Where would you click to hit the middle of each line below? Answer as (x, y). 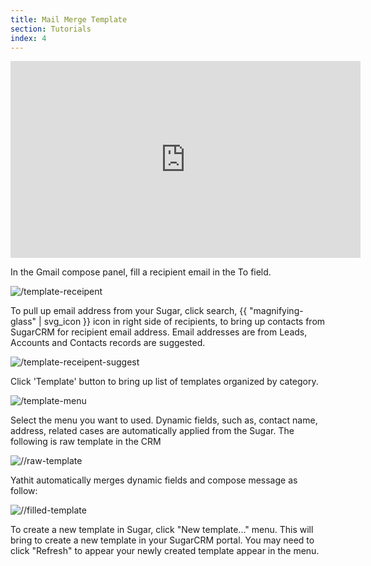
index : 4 (28, 38)
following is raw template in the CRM (86, 442)
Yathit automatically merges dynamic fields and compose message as (154, 480)
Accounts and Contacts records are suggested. (108, 343)
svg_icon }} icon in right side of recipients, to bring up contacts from (184, 322)
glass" (23, 322)
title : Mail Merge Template (69, 19)
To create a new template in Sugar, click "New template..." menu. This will (162, 530)
